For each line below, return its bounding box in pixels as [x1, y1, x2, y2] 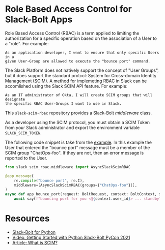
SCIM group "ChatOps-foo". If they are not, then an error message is [5, 150, 144, 156]
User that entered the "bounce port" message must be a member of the [5, 144, 150, 151]
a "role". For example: [5, 40, 49, 46]
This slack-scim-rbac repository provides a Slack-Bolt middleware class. [5, 110, 152, 116]
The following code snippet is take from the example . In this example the [5, 139, 152, 145]
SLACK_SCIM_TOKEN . [5, 129, 42, 136]
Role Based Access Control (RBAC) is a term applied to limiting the [5, 30, 139, 36]
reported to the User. [5, 155, 48, 161]
